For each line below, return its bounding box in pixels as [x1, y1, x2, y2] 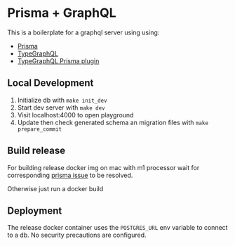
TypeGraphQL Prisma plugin [17, 56, 100, 65]
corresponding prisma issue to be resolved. [7, 171, 133, 179]
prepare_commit [17, 125, 62, 133]
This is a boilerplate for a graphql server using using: [7, 28, 160, 37]
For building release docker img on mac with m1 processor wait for [7, 163, 200, 171]
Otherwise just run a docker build [7, 184, 104, 193]
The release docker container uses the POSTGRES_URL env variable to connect [7, 224, 228, 232]
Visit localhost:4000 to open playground [17, 110, 134, 119]
